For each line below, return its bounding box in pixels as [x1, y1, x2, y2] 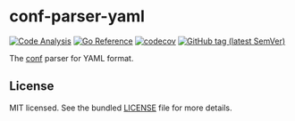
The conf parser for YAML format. [9, 52, 134, 63]
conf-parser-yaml [9, 6, 146, 27]
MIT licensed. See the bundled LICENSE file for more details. [9, 102, 232, 113]
